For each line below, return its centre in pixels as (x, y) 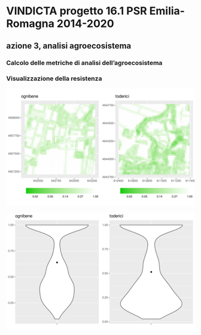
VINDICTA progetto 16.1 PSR (77, 11)
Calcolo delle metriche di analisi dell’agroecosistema (84, 63)
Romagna (31, 24)
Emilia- (167, 11)
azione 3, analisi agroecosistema (69, 46)
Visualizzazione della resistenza (54, 79)
